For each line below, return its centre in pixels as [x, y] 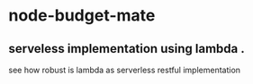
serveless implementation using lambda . [126, 49]
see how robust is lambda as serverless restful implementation [124, 70]
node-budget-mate [82, 16]
